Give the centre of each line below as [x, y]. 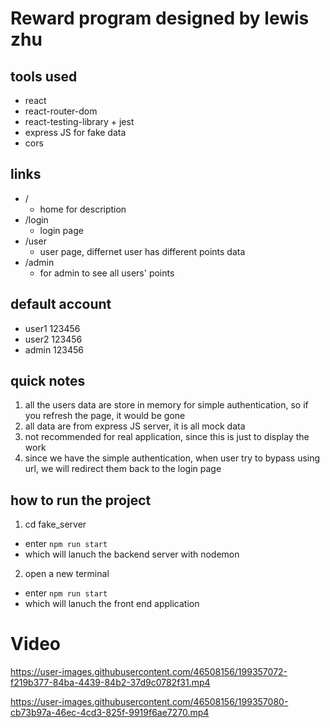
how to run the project [81, 500]
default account [61, 304]
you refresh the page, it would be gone [105, 416]
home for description [83, 209]
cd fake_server [55, 524]
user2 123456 [53, 339]
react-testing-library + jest [79, 121]
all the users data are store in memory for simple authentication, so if [166, 405]
